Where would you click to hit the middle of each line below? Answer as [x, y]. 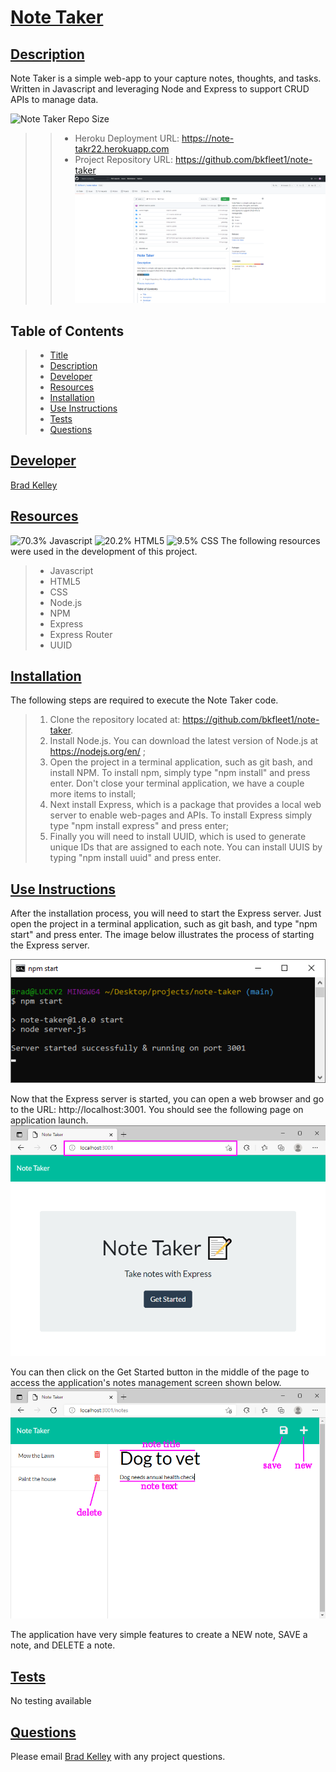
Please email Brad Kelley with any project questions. [118, 1757]
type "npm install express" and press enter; [139, 826]
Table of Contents [67, 331]
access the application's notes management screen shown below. [146, 1383]
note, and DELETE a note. [63, 1645]
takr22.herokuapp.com [122, 149]
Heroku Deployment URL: [127, 138]
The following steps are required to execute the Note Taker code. [144, 700]
